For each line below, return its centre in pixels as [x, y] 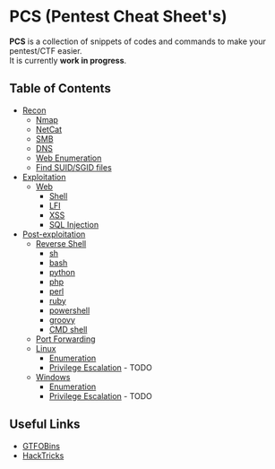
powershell [69, 310]
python [62, 272]
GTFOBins [41, 446]
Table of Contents [60, 88]
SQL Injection [74, 224]
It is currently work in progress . [68, 60]
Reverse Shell [61, 243]
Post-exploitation [54, 234]
